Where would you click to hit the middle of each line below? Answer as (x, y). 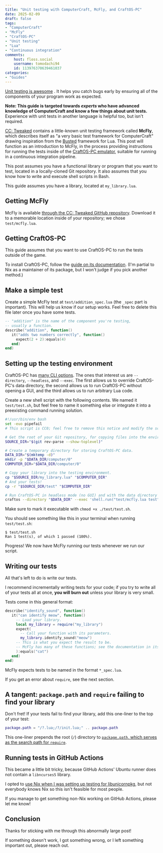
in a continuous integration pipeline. (41, 157)
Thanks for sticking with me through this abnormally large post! (68, 831)
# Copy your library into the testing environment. (58, 473)
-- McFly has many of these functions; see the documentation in (83, 647)
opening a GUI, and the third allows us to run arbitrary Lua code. (69, 391)
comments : (15, 55)
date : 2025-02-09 (23, 14)
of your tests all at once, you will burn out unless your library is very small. (80, 593)
